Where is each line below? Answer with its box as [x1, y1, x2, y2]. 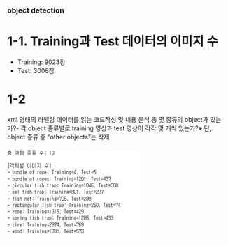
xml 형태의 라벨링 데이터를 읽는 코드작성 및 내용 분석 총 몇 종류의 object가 [7, 115, 208, 123]
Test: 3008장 [17, 66, 55, 75]
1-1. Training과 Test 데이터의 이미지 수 [7, 33, 218, 49]
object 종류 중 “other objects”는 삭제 [7, 132, 110, 141]
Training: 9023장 [17, 58, 66, 66]
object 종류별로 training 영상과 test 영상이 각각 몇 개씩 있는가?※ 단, [27, 124, 212, 132]
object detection [7, 6, 64, 15]
